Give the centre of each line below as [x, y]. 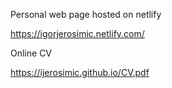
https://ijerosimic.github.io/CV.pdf [80, 72]
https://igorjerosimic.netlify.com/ [77, 33]
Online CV [31, 53]
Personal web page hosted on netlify [86, 14]
